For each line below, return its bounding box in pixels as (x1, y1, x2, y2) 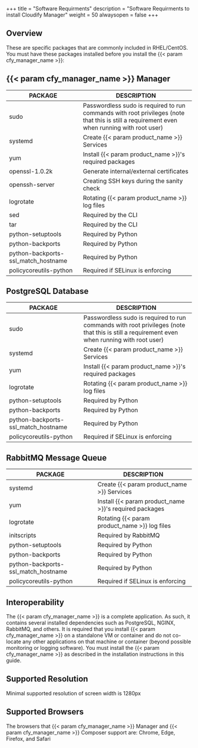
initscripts (9, 532, 37, 540)
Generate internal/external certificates (82, 167, 189, 175)
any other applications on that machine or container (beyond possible (22, 638, 192, 645)
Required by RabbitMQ (97, 532, 160, 540)
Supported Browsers (6, 707, 84, 717)
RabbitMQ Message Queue (6, 452, 107, 463)
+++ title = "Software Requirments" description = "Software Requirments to (6, 5, 190, 12)
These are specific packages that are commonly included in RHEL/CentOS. (6, 44, 189, 51)
